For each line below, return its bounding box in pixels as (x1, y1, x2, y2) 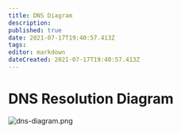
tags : (8, 41, 26, 49)
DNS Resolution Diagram (8, 90, 174, 108)
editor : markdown (8, 48, 66, 56)
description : (8, 19, 52, 27)
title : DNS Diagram (8, 11, 73, 20)
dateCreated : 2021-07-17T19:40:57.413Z (8, 56, 141, 64)
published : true (8, 26, 62, 34)
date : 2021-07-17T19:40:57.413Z (8, 33, 115, 42)
